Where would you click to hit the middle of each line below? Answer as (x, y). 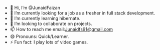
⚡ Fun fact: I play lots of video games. (49, 42)
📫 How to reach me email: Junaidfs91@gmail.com (61, 29)
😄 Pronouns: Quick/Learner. (39, 36)
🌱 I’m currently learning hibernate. (45, 18)
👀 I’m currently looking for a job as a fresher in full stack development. (83, 13)
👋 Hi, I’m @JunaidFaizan (35, 8)
